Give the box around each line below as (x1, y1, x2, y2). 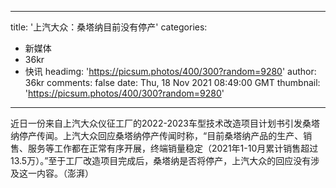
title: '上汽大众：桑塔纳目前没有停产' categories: (10, 21, 208, 33)
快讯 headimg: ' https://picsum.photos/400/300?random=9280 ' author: (24, 66, 317, 77)
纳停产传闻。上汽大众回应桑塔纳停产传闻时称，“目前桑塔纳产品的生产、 (10, 130, 304, 141)
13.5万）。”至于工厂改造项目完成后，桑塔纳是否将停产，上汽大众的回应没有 (10, 155, 312, 166)
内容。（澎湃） (36, 167, 94, 179)
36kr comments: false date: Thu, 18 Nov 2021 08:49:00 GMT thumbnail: (24, 77, 321, 88)
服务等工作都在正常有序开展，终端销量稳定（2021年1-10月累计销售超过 (27, 142, 319, 154)
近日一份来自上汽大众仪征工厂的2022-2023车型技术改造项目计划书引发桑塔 (10, 117, 320, 129)
